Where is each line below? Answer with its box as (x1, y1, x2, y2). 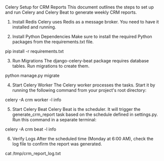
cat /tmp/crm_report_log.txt (5, 151, 61, 156)
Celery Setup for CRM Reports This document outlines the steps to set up (5, 4, 154, 10)
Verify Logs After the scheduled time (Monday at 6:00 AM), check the (12, 136, 154, 141)
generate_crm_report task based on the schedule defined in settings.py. (12, 111, 158, 117)
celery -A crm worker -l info (5, 97, 61, 103)
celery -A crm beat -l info (5, 126, 56, 132)
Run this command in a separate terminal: (12, 117, 97, 122)
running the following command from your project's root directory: (12, 87, 147, 93)
